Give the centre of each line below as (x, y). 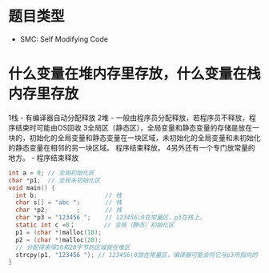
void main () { (32, 188)
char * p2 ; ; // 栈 (69, 210)
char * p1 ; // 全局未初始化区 (54, 180)
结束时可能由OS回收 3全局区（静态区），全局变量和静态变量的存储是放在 (134, 127)
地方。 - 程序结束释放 (44, 158)
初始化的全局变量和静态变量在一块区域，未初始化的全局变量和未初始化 (145, 138)
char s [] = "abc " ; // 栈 (69, 203)
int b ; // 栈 (69, 195)
